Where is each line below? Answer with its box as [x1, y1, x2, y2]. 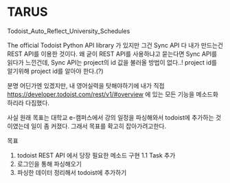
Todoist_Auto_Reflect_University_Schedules [7, 27, 130, 35]
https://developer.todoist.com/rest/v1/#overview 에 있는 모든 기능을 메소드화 [7, 90, 218, 98]
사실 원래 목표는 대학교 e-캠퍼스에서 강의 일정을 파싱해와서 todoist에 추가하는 [7, 113, 214, 121]
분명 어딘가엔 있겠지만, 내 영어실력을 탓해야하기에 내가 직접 [7, 81, 165, 89]
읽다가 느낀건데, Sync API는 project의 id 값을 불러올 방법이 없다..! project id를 [7, 58, 218, 66]
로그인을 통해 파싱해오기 [16, 160, 82, 168]
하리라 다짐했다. [7, 98, 50, 107]
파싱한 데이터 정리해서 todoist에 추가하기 [16, 168, 127, 176]
